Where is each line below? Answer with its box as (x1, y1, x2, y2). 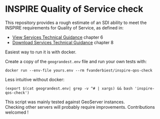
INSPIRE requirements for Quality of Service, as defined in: (5, 24, 124, 30)
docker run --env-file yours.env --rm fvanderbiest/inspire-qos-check (5, 68, 153, 73)
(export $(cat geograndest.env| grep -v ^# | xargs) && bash (5, 86, 133, 91)
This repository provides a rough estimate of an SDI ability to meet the (5, 20, 147, 25)
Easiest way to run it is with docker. (5, 49, 77, 55)
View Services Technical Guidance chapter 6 (12, 34, 104, 40)
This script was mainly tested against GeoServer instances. (5, 99, 125, 105)
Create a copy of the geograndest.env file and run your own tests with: (5, 58, 147, 64)
